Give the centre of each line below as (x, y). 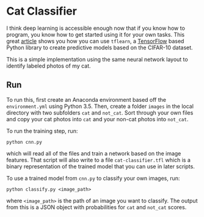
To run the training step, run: (42, 131)
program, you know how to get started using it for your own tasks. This (96, 34)
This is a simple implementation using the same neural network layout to (97, 59)
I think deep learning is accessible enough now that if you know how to (96, 28)
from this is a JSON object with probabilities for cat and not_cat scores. (97, 207)
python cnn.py (24, 142)
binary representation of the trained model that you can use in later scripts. (101, 166)
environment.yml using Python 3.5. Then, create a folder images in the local (100, 106)
